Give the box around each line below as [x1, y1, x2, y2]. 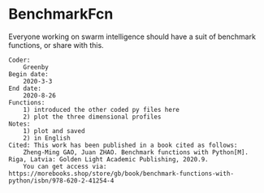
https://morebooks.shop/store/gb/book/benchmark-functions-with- [8, 169, 234, 178]
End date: [8, 84, 42, 92]
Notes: [8, 119, 31, 128]
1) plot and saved [23, 127, 85, 135]
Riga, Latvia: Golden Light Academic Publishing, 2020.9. [8, 155, 209, 163]
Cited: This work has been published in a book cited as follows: [8, 141, 238, 149]
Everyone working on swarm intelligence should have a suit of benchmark [8, 32, 256, 41]
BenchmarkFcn [8, 5, 114, 24]
